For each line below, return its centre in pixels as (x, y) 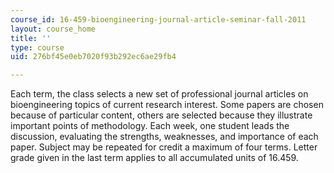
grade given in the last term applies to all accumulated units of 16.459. (154, 158)
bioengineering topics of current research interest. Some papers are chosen (167, 105)
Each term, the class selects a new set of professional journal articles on (159, 94)
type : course (37, 47)
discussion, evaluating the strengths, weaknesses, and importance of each (164, 137)
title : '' (31, 38)
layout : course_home (53, 29)
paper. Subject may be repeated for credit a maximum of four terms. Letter (164, 147)
